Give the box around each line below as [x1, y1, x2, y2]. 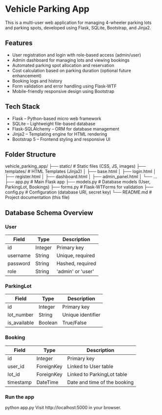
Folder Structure [5, 150, 56, 158]
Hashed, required [56, 260, 97, 267]
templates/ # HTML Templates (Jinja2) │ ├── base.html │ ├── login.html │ [5, 169, 156, 175]
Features [5, 39, 33, 47]
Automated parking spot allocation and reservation [12, 62, 115, 68]
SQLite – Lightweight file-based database [12, 121, 96, 127]
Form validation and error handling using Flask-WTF [12, 83, 117, 89]
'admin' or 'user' [56, 268, 94, 275]
